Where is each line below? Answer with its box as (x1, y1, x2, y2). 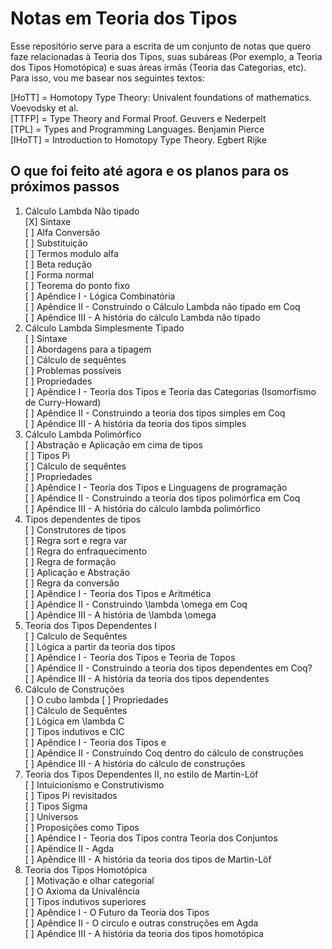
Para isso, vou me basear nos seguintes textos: (10, 72, 205, 84)
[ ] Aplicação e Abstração (24, 566, 131, 578)
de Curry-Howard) (24, 396, 102, 408)
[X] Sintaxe (24, 215, 72, 227)
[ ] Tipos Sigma (24, 800, 88, 812)
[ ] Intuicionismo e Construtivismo (24, 778, 165, 791)
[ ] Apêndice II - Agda (24, 842, 115, 854)
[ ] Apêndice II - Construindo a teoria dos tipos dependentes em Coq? (24, 662, 313, 674)
